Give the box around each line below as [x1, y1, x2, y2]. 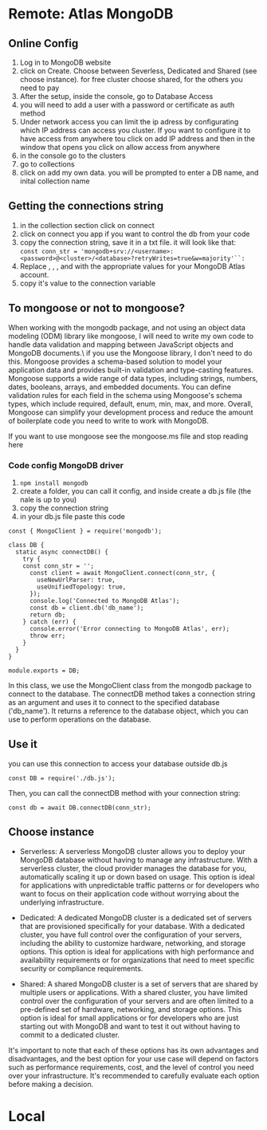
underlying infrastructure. [19, 897, 104, 907]
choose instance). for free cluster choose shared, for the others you [19, 75, 243, 84]
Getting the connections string [8, 199, 164, 213]
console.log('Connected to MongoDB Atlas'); [29, 596, 180, 604]
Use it [8, 738, 37, 751]
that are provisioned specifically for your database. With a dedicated [19, 921, 245, 931]
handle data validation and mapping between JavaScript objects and [8, 340, 234, 349]
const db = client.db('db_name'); [29, 604, 145, 612]
